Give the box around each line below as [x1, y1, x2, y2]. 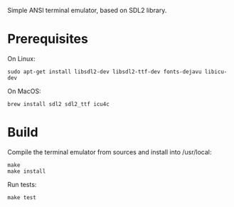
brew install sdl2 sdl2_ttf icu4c [7, 100, 110, 107]
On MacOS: [7, 87, 41, 95]
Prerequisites [7, 31, 89, 47]
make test [7, 193, 37, 201]
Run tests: [7, 180, 37, 189]
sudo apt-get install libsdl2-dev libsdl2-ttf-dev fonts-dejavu [7, 68, 202, 75]
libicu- [204, 68, 228, 75]
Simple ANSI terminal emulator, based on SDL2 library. [7, 6, 167, 14]
